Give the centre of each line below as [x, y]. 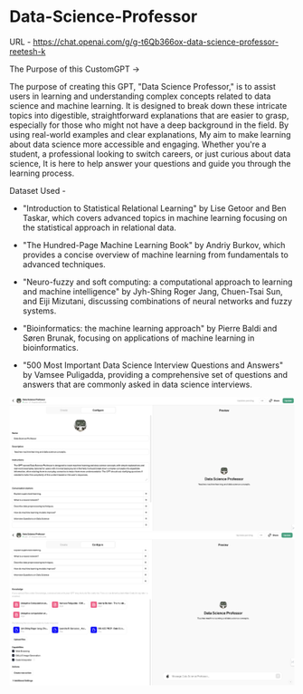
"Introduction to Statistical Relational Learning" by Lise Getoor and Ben [154, 208]
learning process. [42, 173]
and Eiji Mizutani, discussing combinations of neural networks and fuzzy [157, 301]
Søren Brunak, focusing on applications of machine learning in [138, 338]
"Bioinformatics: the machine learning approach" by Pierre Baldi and [150, 328]
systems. [39, 311]
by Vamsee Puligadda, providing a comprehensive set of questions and [155, 374]
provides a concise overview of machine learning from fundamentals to [156, 255]
